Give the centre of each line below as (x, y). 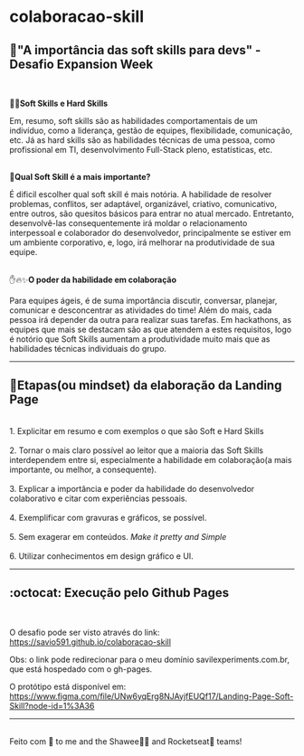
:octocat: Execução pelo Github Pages (119, 593)
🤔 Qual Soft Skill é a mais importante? (80, 177)
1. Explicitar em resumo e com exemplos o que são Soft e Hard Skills (137, 430)
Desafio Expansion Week (81, 64)
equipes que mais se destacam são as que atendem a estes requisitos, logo (151, 329)
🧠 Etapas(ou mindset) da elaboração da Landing (146, 386)
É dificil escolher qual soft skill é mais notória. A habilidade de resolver (141, 194)
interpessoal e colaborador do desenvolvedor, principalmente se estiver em (150, 233)
